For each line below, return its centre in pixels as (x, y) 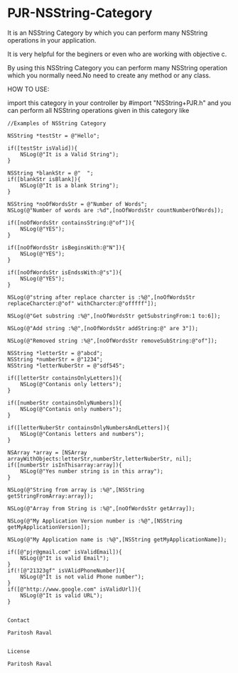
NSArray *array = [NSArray (47, 452)
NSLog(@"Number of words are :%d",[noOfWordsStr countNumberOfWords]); (115, 210)
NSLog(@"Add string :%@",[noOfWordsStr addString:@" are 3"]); (103, 328)
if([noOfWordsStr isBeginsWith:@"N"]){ (66, 247)
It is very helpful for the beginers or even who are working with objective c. (117, 54)
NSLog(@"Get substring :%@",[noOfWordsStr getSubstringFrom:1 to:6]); (114, 316)
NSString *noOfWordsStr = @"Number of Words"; (77, 204)
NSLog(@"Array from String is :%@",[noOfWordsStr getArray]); (101, 508)
